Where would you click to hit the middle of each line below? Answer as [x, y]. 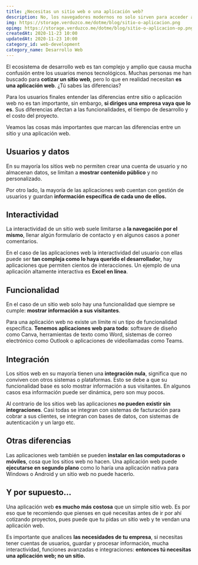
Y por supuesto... [39, 493]
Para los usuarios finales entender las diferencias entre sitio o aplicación [94, 97]
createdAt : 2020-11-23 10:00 [42, 34]
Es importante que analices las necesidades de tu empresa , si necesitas [95, 537]
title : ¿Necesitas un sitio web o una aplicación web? [75, 11]
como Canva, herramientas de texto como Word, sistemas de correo [89, 335]
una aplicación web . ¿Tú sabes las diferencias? [64, 85]
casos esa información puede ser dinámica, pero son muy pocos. [85, 392]
